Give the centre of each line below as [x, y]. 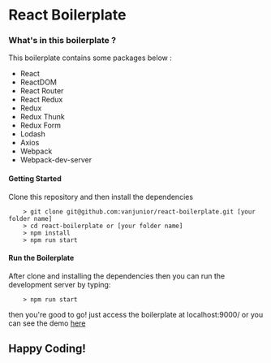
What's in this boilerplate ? [62, 41]
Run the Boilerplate [41, 258]
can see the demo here [47, 323]
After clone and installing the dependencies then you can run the [117, 276]
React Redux [41, 100]
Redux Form [41, 125]
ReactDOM [38, 82]
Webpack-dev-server [56, 160]
